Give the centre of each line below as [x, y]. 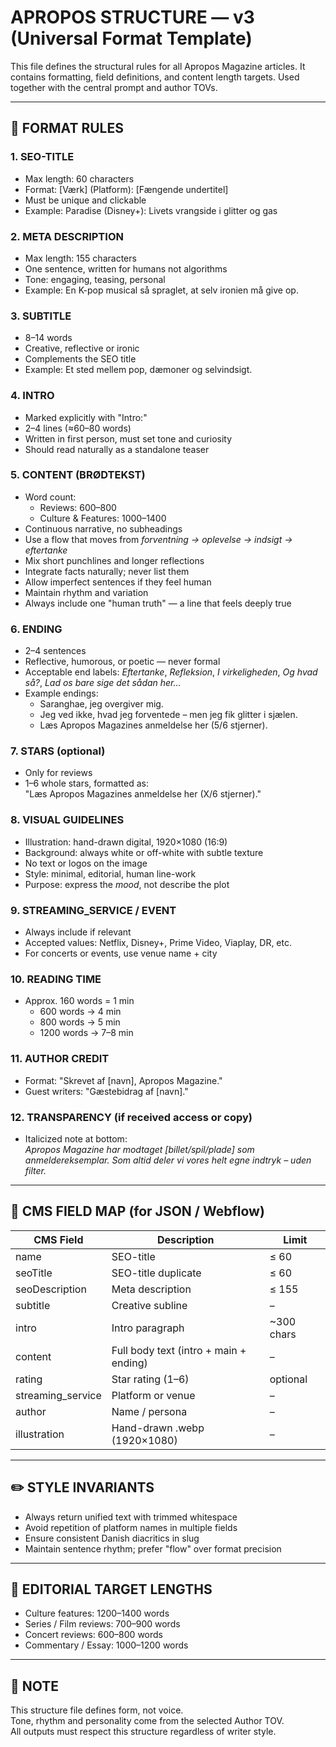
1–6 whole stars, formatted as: [87, 783]
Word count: [50, 497]
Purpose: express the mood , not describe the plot [127, 884]
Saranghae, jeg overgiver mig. [101, 704]
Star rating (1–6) [150, 1379]
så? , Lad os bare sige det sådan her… [103, 683]
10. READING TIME [56, 979]
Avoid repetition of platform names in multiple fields [131, 1527]
